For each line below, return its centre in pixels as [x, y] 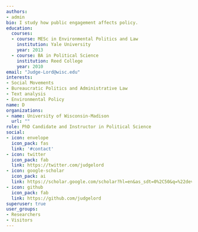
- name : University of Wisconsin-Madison [58, 116]
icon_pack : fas [30, 143]
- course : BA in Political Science [55, 55]
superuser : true [26, 204]
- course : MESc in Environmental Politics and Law [75, 39]
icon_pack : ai [29, 177]
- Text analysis [26, 94]
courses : [22, 34]
